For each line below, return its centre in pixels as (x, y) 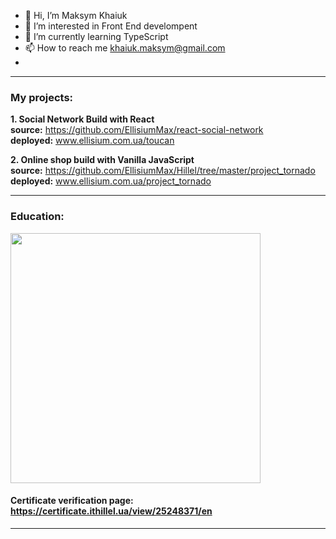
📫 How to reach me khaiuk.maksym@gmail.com (125, 48)
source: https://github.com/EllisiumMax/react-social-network (137, 130)
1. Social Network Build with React (82, 119)
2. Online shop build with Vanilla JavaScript (102, 160)
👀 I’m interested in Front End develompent (111, 26)
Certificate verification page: (72, 501)
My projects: (42, 97)
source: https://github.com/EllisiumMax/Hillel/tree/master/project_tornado (163, 171)
